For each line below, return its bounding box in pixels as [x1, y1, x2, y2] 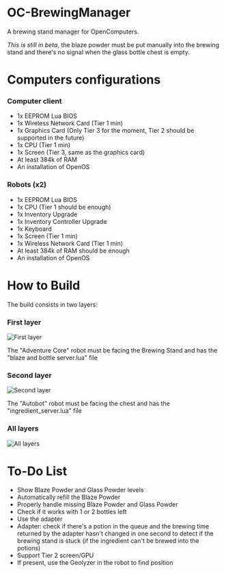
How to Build [7, 277, 81, 293]
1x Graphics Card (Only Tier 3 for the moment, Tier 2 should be [16, 127, 195, 135]
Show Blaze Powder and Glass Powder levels [16, 486, 144, 494]
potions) [16, 544, 41, 552]
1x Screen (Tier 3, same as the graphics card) [16, 149, 145, 157]
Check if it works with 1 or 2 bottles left [16, 508, 127, 516]
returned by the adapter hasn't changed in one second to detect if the [16, 529, 214, 538]
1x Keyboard [16, 225, 53, 233]
